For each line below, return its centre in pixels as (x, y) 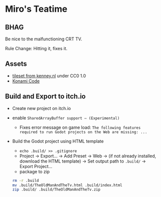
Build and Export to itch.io (45, 97)
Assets (16, 64)
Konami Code (26, 81)
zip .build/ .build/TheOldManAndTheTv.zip (56, 190)
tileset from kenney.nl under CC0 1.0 (49, 76)
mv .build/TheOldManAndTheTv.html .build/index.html (67, 185)
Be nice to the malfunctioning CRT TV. (44, 39)
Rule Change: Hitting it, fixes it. (36, 48)
